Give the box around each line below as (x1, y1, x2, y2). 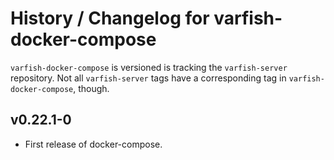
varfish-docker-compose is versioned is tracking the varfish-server (10, 61, 288, 73)
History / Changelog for (10, 7, 210, 30)
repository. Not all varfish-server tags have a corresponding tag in (10, 72, 287, 84)
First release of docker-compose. (24, 138, 163, 150)
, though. (73, 82, 110, 94)
